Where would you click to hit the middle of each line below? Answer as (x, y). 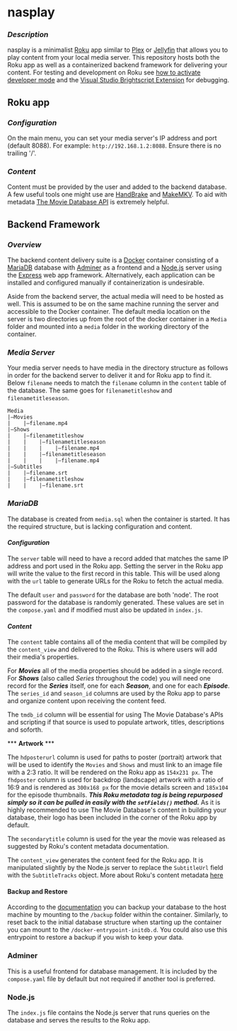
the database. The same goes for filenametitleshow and (90, 390)
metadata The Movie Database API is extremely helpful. (88, 202)
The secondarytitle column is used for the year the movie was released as (116, 839)
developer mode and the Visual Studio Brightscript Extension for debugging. (118, 80)
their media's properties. (43, 657)
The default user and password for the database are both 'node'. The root (113, 595)
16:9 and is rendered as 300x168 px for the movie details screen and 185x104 (118, 788)
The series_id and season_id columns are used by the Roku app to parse (114, 693)
